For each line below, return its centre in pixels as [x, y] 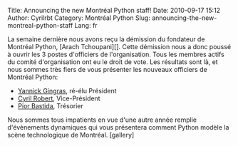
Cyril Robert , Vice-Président [59, 98]
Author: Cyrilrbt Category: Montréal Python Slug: [79, 18]
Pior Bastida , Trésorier [50, 106]
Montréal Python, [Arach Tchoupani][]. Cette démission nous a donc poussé [119, 47]
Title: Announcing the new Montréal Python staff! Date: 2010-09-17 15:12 [114, 10]
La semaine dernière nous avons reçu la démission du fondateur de [106, 39]
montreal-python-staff [40, 25]
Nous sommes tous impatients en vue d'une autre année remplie [102, 120]
